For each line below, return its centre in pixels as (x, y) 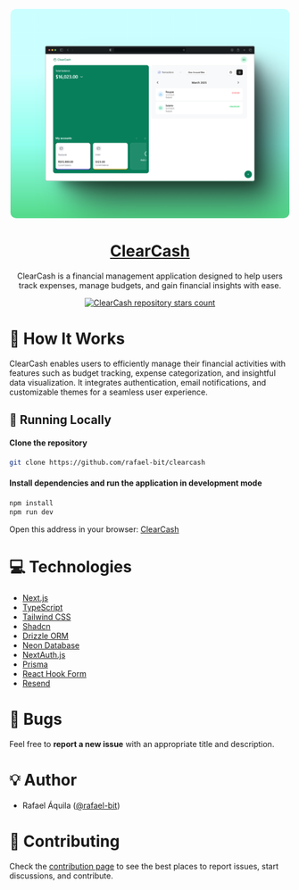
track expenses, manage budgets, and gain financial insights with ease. (150, 285)
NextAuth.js (44, 655)
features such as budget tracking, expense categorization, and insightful (143, 373)
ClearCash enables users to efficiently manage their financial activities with (148, 363)
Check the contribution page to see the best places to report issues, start (144, 867)
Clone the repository (48, 443)
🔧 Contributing (65, 841)
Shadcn (36, 627)
